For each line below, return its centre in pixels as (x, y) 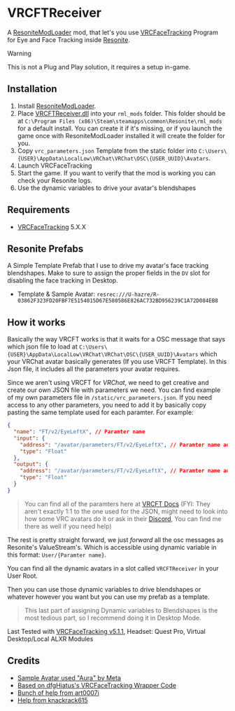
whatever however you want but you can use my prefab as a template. (108, 597)
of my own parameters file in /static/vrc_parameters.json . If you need (109, 398)
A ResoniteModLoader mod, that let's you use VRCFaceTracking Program (113, 32)
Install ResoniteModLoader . (57, 106)
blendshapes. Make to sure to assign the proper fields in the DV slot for (109, 273)
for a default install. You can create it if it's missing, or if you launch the (120, 128)
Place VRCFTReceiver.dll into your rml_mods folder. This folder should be (121, 113)
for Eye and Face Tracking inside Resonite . (69, 39)
